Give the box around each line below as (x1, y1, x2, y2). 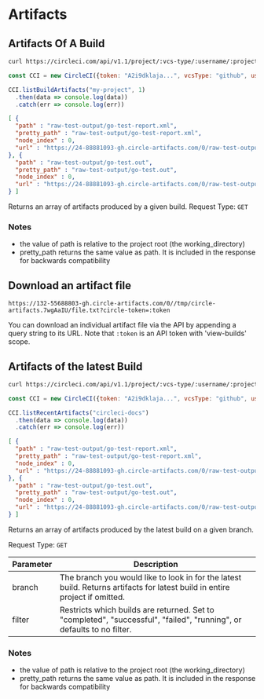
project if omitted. (59, 591, 126, 602)
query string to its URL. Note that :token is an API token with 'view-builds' (8, 328, 247, 339)
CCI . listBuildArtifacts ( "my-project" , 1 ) (8, 86, 146, 93)
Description (133, 558, 178, 569)
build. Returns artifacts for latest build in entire (59, 581, 230, 592)
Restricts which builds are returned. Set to (59, 604, 214, 615)
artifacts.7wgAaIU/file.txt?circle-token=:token (8, 306, 170, 315)
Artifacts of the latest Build (8, 360, 143, 373)
